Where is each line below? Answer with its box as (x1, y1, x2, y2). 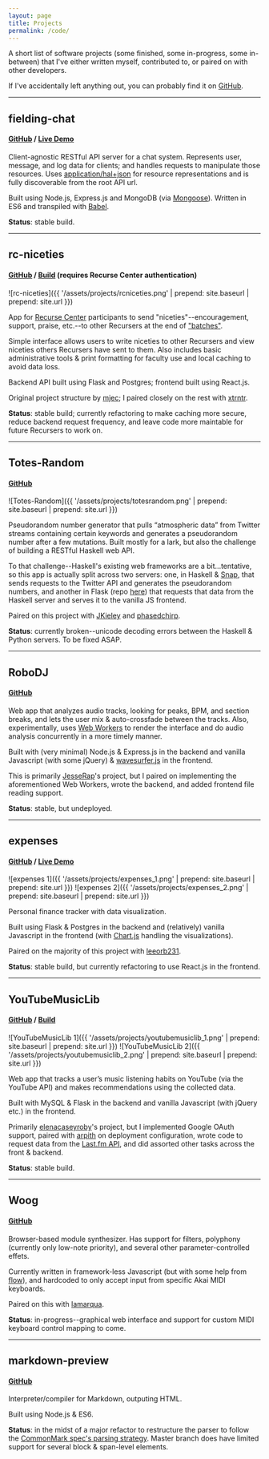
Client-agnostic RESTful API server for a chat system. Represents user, (8, 151, 242, 161)
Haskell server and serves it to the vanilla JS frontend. (8, 595, 187, 605)
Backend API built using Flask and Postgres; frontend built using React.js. (8, 377, 251, 387)
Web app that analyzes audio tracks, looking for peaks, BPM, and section (8, 706, 250, 715)
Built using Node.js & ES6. (8, 1409, 94, 1419)
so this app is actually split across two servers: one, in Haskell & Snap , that (8, 570, 255, 579)
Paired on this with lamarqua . (8, 1299, 104, 1308)
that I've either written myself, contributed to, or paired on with (41, 57, 248, 67)
